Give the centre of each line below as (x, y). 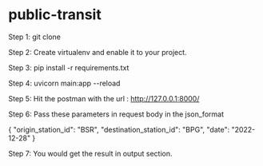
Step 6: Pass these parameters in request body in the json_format (116, 114)
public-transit (55, 15)
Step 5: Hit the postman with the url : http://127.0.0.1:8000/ (104, 98)
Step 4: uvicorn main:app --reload (64, 83)
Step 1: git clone (35, 37)
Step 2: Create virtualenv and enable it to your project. (98, 52)
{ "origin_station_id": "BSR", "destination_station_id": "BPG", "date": (119, 129)
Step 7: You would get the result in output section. (90, 153)
